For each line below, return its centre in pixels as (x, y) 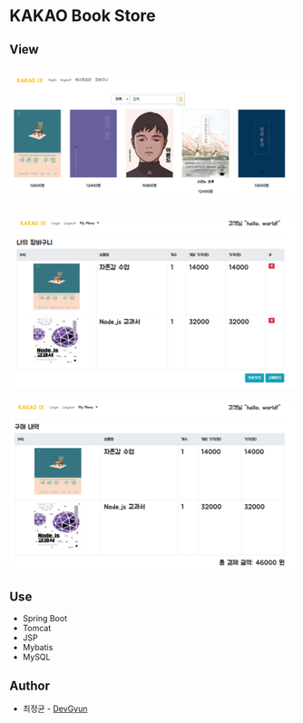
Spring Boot (45, 619)
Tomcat (37, 629)
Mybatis (38, 648)
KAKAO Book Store (83, 16)
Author (29, 685)
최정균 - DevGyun (55, 708)
